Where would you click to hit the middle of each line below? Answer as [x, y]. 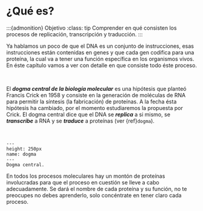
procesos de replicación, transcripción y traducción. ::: [75, 34]
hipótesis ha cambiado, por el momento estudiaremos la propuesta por [95, 108]
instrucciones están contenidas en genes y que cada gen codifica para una [100, 52]
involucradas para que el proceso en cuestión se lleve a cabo [83, 182]
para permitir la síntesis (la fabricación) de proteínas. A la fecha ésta [92, 102]
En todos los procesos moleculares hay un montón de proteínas [86, 176]
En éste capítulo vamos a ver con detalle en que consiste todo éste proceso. [101, 65]
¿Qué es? [30, 11]
